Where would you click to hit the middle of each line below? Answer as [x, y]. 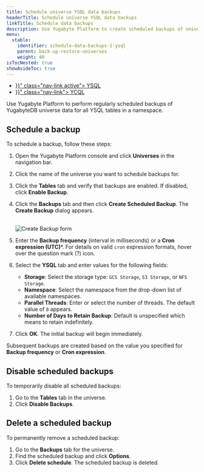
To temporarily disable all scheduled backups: [64, 386]
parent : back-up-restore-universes [62, 52]
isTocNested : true [29, 63]
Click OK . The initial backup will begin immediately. [79, 334]
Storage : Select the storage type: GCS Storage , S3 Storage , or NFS [106, 277]
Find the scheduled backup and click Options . [73, 456]
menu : [13, 35]
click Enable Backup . [42, 193]
